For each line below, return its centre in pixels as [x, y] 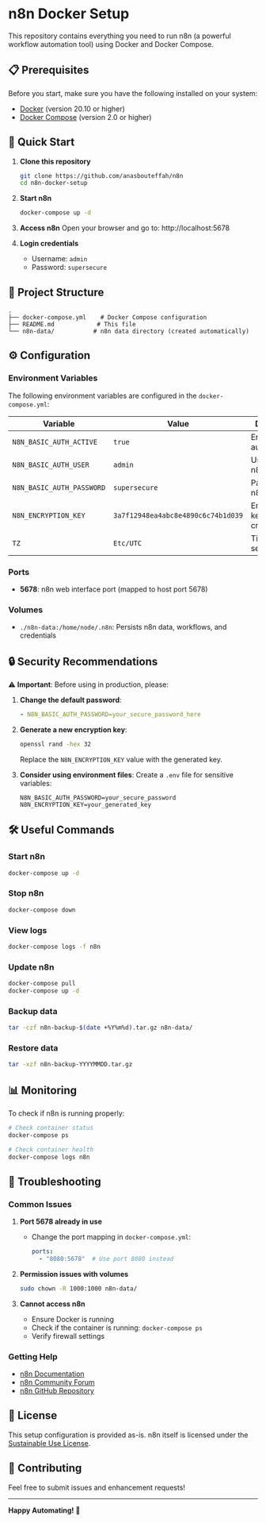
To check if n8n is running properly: [66, 1113]
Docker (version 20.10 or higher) [72, 109]
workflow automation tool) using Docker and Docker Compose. [111, 44]
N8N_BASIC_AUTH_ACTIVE [55, 442]
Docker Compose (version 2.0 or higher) [85, 117]
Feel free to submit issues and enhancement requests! [97, 1487]
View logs [28, 930]
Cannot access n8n [52, 1304]
